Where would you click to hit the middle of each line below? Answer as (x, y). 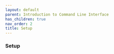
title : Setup (19, 28)
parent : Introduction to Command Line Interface (57, 14)
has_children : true (26, 19)
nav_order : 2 (19, 24)
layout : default (22, 10)
